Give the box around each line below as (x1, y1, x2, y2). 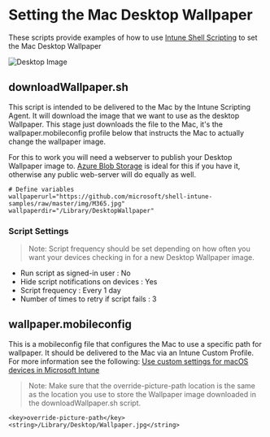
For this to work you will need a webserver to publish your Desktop (8, 152, 233, 162)
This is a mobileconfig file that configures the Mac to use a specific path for (8, 339, 262, 348)
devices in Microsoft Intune (8, 365, 100, 374)
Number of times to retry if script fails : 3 (20, 294, 157, 304)
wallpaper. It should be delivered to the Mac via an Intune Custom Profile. (8, 348, 255, 357)
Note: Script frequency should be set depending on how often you (28, 244, 250, 253)
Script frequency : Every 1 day (20, 286, 122, 296)
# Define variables (8, 185, 75, 193)
